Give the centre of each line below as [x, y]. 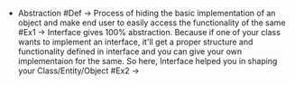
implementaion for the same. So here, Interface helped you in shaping [147, 61]
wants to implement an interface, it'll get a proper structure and [135, 42]
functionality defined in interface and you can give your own [130, 52]
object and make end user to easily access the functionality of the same [152, 23]
